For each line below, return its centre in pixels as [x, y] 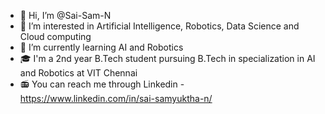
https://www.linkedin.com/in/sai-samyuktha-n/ [116, 98]
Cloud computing [55, 36]
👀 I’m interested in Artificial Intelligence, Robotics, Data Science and [159, 26]
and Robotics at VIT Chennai [78, 73]
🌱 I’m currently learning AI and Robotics [101, 47]
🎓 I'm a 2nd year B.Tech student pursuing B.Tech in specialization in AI [167, 58]
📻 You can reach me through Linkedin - [102, 84]
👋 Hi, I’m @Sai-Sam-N [65, 15]
